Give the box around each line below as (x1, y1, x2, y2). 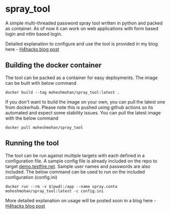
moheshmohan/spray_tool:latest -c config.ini (5, 188, 104, 194)
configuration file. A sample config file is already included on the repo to (5, 158, 157, 164)
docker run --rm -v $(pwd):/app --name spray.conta (5, 184, 117, 189)
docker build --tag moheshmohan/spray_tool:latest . (5, 90, 120, 95)
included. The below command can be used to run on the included (5, 169, 145, 175)
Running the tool (5, 139, 59, 148)
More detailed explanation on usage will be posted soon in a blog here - (5, 197, 157, 203)
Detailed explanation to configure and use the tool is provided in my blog (5, 40, 158, 46)
